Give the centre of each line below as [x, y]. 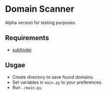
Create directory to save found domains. [53, 77]
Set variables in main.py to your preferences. [57, 82]
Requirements [27, 38]
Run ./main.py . [27, 87]
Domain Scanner [40, 9]
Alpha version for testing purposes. [41, 23]
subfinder [22, 49]
